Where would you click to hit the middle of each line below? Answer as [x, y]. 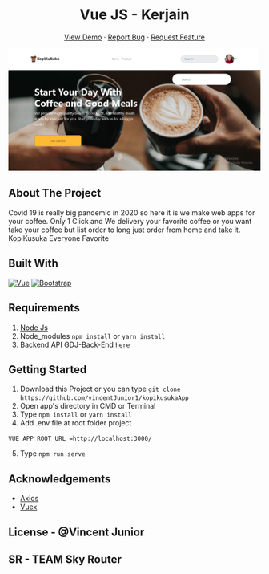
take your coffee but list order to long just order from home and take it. [124, 230]
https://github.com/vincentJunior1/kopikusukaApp [104, 398]
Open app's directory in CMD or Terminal [88, 406]
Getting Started [48, 370]
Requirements [44, 308]
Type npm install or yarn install [76, 414]
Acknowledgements [60, 479]
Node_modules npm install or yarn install [92, 336]
